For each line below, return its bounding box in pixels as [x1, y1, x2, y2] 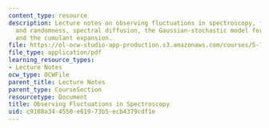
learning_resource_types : [8, 56, 94, 64]
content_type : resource [8, 11, 88, 20]
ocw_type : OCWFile [8, 71, 70, 79]
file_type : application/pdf [8, 48, 102, 56]
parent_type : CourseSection [8, 85, 102, 94]
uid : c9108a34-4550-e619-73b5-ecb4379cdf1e [8, 108, 156, 116]
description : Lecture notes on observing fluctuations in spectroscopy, [8, 19, 256, 27]
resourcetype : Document [8, 93, 88, 101]
